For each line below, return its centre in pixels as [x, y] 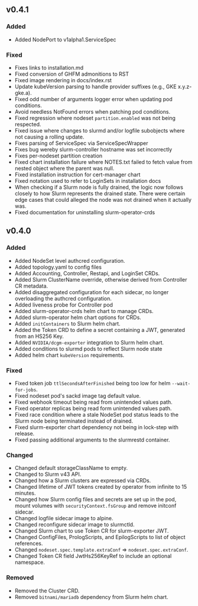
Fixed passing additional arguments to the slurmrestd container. [92, 440]
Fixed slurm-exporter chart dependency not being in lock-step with [97, 427]
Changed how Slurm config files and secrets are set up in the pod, [95, 499]
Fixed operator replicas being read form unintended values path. [93, 408]
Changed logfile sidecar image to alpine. [64, 518]
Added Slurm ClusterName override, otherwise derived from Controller [101, 279]
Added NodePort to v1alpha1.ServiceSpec [65, 39]
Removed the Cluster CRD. [47, 591]
